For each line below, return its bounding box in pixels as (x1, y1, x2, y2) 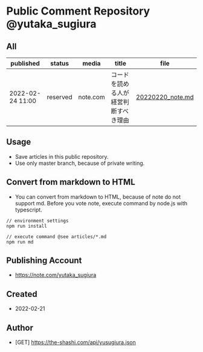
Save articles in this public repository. (14, 153, 109, 160)
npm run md (6, 239, 34, 245)
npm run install (6, 223, 47, 229)
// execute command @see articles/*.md (6, 233, 107, 240)
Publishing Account (6, 256, 82, 266)
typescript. (14, 206, 42, 213)
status (50, 59, 69, 67)
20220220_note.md (135, 93, 194, 101)
